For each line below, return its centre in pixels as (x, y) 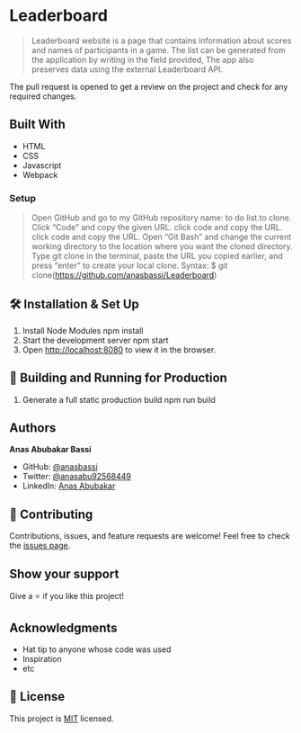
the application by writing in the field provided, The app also (142, 59)
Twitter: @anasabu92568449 (77, 477)
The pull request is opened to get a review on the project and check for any (149, 86)
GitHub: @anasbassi (60, 467)
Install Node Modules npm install (83, 330)
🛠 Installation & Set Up (74, 304)
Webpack (40, 174)
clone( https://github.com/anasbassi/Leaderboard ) (124, 275)
